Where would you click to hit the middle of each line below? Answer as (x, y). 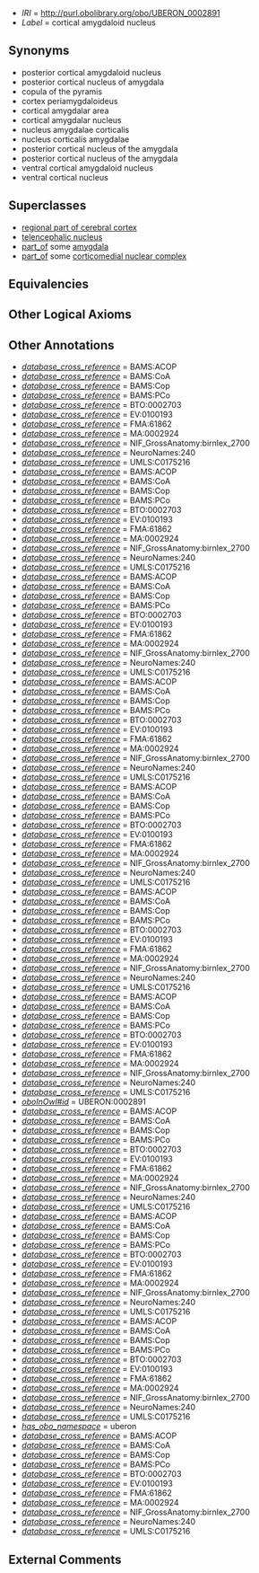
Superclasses (47, 206)
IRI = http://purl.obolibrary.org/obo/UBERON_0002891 (121, 13)
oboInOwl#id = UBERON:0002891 (84, 1102)
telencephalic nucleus (62, 236)
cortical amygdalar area (65, 110)
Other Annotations (61, 345)
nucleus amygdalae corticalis (75, 129)
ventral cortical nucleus (65, 177)
